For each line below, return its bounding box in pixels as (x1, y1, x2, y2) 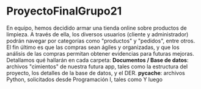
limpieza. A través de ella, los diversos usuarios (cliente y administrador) (6, 30, 189, 38)
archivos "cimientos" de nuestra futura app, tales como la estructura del (6, 62, 188, 70)
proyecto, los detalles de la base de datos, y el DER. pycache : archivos (6, 69, 185, 76)
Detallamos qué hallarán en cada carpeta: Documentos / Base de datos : (6, 56, 189, 64)
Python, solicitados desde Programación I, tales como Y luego (6, 76, 163, 83)
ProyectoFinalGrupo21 (6, 4, 122, 18)
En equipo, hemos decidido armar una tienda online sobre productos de (6, 24, 188, 31)
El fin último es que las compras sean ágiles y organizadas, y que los (6, 44, 180, 51)
